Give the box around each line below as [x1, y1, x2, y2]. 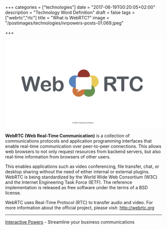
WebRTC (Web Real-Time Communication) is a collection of [5, 133, 130, 139]
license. [5, 190, 21, 196]
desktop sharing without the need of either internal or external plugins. [5, 168, 150, 174]
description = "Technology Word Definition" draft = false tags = [5, 9, 135, 15]
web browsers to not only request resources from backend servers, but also [5, 149, 161, 154]
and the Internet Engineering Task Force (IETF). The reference [5, 179, 133, 185]
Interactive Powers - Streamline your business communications [5, 219, 135, 225]
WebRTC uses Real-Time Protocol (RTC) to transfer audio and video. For [5, 199, 153, 205]
